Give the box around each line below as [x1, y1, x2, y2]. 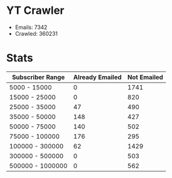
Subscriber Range [11, 73, 65, 81]
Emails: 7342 [14, 24, 48, 31]
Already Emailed [73, 73, 122, 81]
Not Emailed [127, 73, 164, 81]
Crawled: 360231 [14, 30, 58, 37]
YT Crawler [6, 4, 65, 17]
